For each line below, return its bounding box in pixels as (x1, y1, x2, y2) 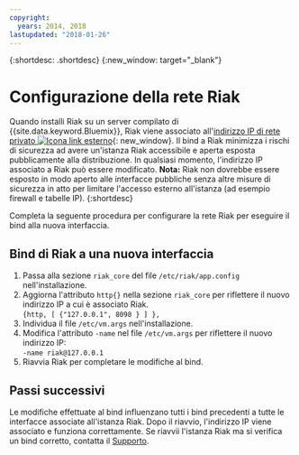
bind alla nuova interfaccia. (9, 220, 110, 231)
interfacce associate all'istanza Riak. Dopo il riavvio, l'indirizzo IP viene (9, 416, 272, 427)
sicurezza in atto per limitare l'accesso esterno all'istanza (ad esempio (9, 183, 270, 194)
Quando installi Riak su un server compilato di (9, 116, 179, 127)
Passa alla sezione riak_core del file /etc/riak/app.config (22, 270, 240, 281)
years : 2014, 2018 (17, 22, 87, 31)
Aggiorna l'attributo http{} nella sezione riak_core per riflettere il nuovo (22, 290, 290, 301)
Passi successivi (9, 383, 105, 398)
